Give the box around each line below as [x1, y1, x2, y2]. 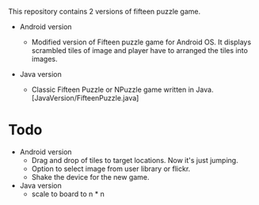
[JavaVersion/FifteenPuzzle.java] [31, 93, 139, 102]
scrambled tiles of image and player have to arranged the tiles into [31, 46, 248, 55]
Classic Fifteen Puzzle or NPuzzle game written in [31, 85, 195, 94]
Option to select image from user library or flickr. [31, 164, 191, 173]
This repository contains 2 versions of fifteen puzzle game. [8, 7, 201, 16]
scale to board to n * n [31, 189, 105, 199]
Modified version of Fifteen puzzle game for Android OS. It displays [31, 37, 252, 47]
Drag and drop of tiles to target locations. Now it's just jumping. [31, 155, 239, 165]
